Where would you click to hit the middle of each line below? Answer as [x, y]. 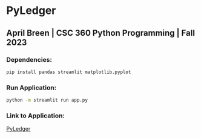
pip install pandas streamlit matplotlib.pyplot [69, 72]
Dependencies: [29, 59]
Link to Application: [36, 116]
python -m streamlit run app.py [47, 100]
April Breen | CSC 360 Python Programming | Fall [101, 33]
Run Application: [31, 87]
